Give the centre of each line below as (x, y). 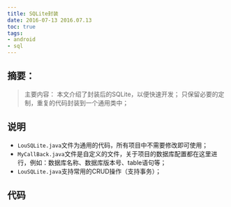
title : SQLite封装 (33, 14)
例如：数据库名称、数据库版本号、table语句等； (98, 162)
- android (22, 40)
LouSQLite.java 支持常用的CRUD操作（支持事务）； (89, 171)
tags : (15, 33)
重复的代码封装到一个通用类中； (83, 102)
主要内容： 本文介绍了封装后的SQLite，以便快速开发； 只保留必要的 (121, 94)
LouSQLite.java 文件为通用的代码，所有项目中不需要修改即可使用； (113, 145)
